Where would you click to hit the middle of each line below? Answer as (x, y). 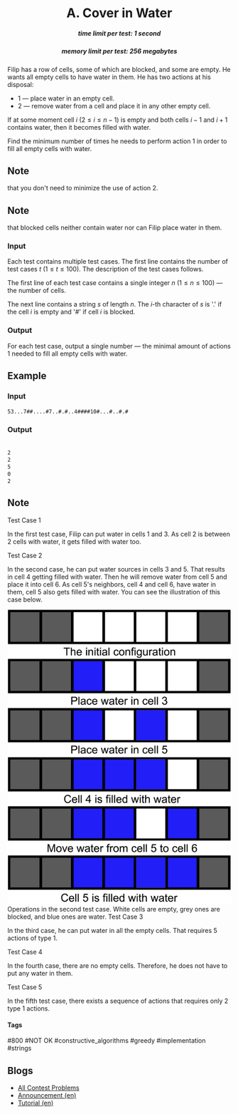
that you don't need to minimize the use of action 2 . (83, 188)
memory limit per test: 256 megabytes (119, 51)
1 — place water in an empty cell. (66, 98)
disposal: (21, 84)
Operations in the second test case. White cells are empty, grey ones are (114, 909)
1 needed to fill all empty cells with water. (67, 354)
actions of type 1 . (33, 938)
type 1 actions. (28, 1009)
